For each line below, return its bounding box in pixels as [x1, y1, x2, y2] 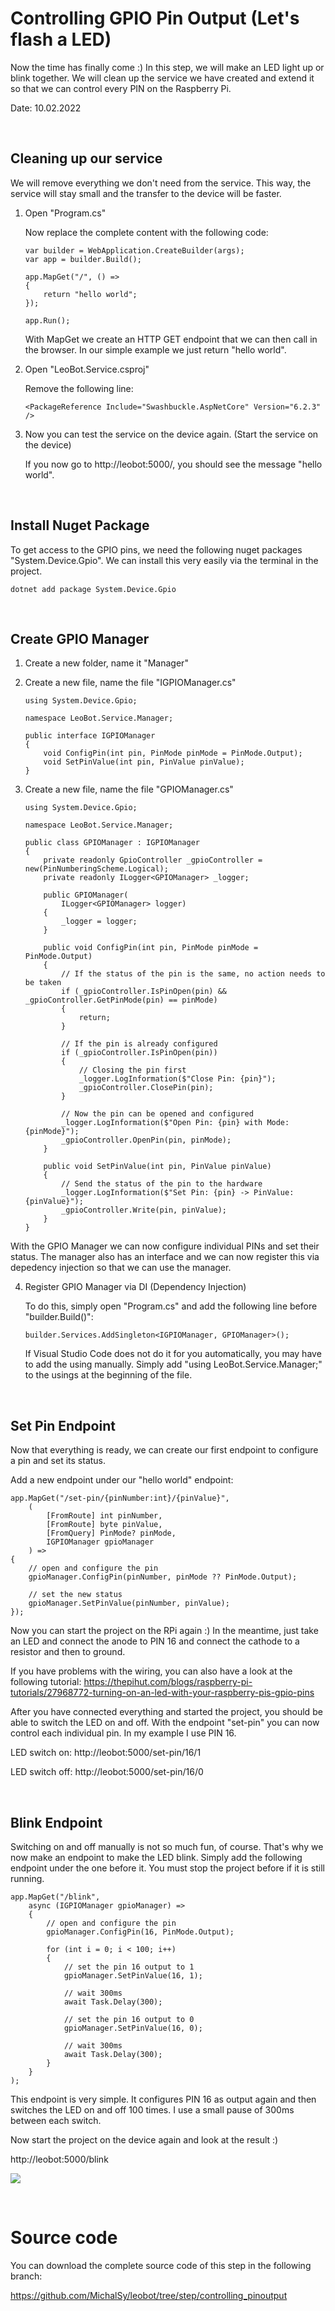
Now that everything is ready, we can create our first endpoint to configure [10, 1444, 319, 1456]
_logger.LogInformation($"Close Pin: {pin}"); [78, 1074, 277, 1084]
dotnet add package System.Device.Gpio [10, 584, 177, 594]
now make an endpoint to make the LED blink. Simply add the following [10, 1852, 303, 1863]
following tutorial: [10, 1676, 82, 1688]
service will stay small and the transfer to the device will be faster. [10, 187, 282, 199]
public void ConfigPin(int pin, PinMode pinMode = [43, 943, 259, 953]
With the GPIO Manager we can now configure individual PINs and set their [10, 1240, 320, 1252]
